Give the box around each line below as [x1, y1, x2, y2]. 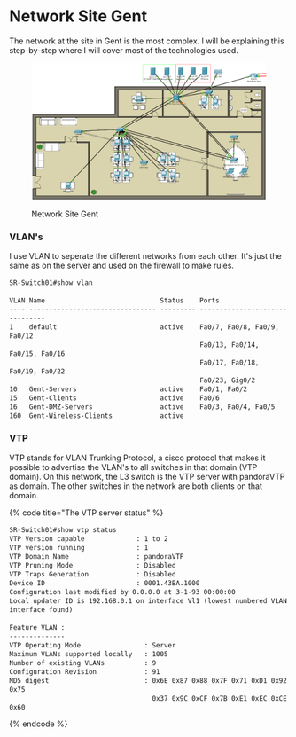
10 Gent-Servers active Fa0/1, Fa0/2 [9, 385, 248, 394]
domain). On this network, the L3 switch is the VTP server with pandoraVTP [9, 471, 285, 482]
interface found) [9, 605, 74, 614]
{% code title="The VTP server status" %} [9, 507, 164, 518]
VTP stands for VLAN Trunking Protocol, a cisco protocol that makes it [9, 452, 266, 463]
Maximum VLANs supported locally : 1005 [9, 649, 168, 658]
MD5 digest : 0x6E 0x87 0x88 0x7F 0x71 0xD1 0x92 [9, 676, 288, 685]
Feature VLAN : [9, 623, 66, 631]
